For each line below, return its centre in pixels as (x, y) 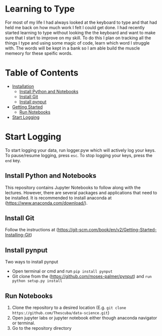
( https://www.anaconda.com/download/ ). (46, 203)
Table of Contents (42, 73)
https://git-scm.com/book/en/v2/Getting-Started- (107, 230)
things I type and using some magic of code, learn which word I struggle (77, 43)
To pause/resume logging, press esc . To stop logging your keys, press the (79, 155)
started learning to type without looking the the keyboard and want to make (80, 32)
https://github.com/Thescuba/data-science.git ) (61, 313)
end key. (13, 160)
